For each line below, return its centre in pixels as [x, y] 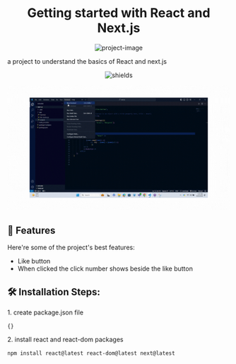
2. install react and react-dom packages [65, 340]
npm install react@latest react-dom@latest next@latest [91, 353]
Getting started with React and [119, 13]
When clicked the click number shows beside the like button [105, 269]
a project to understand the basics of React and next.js [87, 61]
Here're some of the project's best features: [71, 248]
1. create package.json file [45, 312]
